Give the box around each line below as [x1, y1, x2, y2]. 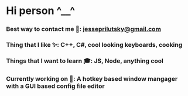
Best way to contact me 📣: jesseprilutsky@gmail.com [6, 25, 161, 33]
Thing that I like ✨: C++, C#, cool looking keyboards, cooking [6, 41, 183, 49]
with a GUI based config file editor [6, 82, 105, 90]
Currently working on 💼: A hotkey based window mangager [6, 74, 178, 83]
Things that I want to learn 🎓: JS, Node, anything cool [6, 57, 164, 65]
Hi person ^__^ [6, 4, 75, 18]
